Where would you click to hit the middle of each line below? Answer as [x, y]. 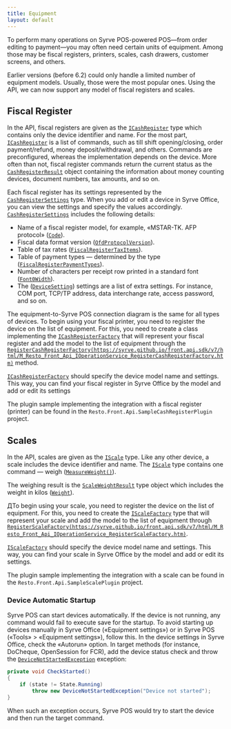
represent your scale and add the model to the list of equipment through [110, 520]
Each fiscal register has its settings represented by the [84, 192]
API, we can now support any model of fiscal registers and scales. [101, 90]
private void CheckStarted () [49, 672]
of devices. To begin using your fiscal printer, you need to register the [106, 322]
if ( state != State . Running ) [61, 685]
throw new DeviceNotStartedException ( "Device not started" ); [122, 691]
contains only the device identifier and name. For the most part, [97, 135]
